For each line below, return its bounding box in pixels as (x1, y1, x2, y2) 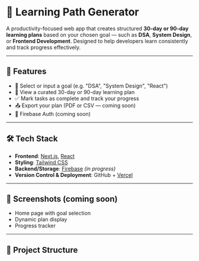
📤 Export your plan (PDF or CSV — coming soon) (14, 102, 136, 109)
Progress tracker (14, 222, 56, 230)
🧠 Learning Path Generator (6, 5, 139, 19)
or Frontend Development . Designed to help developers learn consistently (6, 37, 188, 44)
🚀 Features (6, 66, 47, 76)
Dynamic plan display (14, 216, 68, 223)
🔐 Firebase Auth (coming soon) (14, 110, 91, 117)
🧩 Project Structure (6, 245, 78, 255)
